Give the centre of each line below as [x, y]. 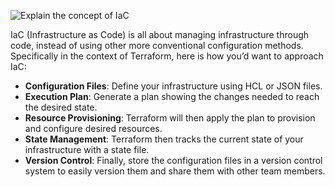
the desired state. [61, 107]
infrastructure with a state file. [87, 149]
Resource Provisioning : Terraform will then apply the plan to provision [170, 118]
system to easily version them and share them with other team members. [175, 171]
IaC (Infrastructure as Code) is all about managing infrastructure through [160, 34]
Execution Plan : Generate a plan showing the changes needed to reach [172, 96]
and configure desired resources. [93, 128]
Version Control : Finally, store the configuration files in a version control [173, 160]
